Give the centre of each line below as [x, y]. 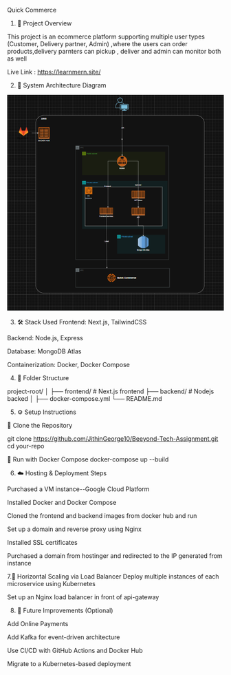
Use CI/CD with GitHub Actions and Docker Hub [75, 650]
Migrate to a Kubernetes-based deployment [69, 663]
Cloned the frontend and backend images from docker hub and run [102, 515]
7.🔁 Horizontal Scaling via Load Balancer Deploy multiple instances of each [113, 576]
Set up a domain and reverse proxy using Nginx [75, 529]
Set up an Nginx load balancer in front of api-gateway [83, 597]
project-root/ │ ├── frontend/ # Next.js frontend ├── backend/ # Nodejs [111, 391]
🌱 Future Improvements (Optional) [65, 610]
